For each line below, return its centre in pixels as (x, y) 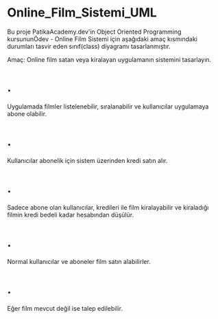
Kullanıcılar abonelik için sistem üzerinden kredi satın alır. (87, 160)
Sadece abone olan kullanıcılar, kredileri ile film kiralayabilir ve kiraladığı (108, 207)
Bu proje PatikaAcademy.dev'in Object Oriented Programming (94, 32)
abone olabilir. (27, 113)
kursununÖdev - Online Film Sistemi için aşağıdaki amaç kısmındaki (102, 38)
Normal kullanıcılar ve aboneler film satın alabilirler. (79, 261)
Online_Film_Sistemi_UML (82, 13)
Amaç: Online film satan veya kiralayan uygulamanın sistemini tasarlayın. (109, 59)
